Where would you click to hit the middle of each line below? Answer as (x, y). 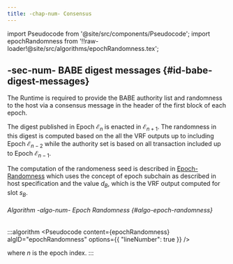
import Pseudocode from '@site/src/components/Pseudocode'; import (109, 34)
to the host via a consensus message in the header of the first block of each (117, 105)
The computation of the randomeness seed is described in (91, 168)
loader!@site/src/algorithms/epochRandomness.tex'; (83, 48)
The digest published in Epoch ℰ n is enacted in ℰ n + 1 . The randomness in (112, 128)
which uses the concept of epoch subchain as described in (131, 176)
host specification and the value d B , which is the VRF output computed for (114, 184)
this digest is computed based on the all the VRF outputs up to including (111, 136)
